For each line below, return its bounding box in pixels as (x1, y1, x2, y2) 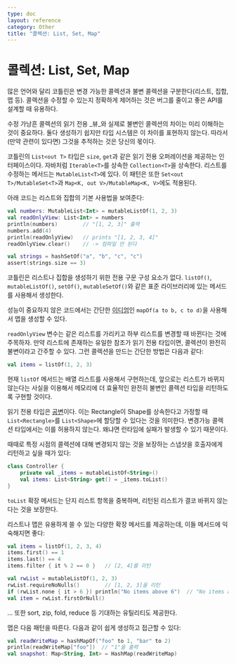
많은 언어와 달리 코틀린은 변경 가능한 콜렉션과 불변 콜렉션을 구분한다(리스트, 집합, (7, 87, 229, 96)
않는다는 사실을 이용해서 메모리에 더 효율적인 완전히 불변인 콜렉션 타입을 (7, 384, 204, 392)
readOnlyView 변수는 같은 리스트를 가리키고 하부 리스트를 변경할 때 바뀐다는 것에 (7, 330, 227, 338)
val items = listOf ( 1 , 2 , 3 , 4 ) (7, 543, 102, 550)
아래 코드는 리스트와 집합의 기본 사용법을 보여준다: (7, 194, 145, 202)
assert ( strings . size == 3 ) (7, 260, 86, 267)
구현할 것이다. (14, 392, 53, 401)
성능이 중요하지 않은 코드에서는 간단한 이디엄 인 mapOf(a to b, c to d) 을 (7, 306, 209, 314)
